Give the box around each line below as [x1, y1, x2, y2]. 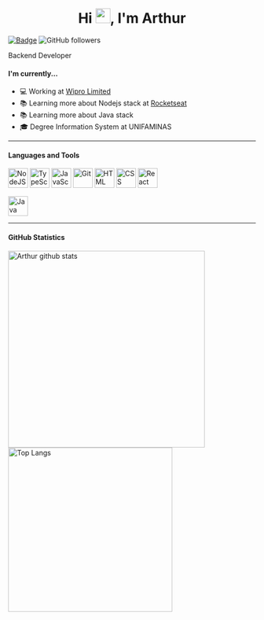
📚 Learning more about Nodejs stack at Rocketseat [19, 98, 187, 108]
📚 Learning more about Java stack [19, 110, 134, 120]
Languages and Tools [8, 150, 80, 160]
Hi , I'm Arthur [78, 9, 186, 28]
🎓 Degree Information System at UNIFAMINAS [19, 122, 172, 131]
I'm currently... [8, 68, 58, 78]
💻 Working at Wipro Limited [19, 87, 112, 96]
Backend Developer [8, 50, 72, 60]
